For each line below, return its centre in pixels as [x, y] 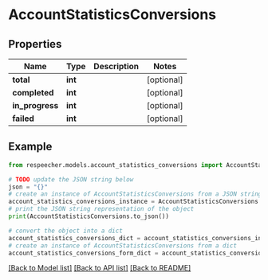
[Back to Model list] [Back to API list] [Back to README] [100, 268]
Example [30, 147]
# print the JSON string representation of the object [101, 209]
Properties [35, 44]
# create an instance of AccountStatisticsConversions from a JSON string [135, 194]
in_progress [35, 105]
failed [23, 119]
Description [116, 66]
